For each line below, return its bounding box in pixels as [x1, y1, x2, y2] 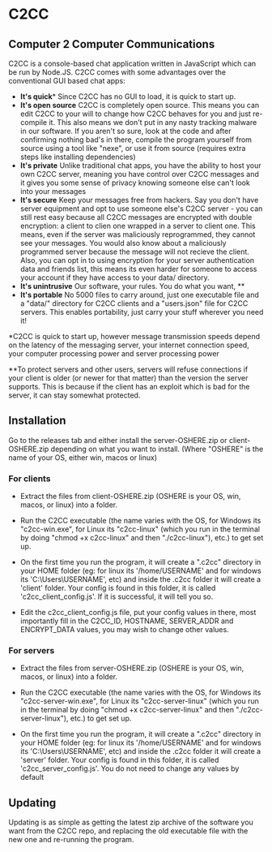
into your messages [19, 187, 87, 196]
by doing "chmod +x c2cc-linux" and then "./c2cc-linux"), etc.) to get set [19, 533, 264, 543]
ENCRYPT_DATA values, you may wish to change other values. [19, 625, 229, 635]
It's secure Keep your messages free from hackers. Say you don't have [19, 196, 259, 204]
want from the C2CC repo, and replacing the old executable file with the [8, 826, 249, 836]
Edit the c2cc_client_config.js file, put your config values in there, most [19, 608, 257, 617]
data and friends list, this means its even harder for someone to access [19, 265, 257, 273]
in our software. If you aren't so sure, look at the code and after [19, 127, 232, 136]
